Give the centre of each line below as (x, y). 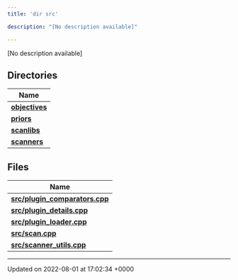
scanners (27, 142)
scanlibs (25, 130)
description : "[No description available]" (73, 27)
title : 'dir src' (33, 14)
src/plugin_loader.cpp (49, 222)
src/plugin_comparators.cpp (60, 199)
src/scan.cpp (34, 233)
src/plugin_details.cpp (50, 211)
